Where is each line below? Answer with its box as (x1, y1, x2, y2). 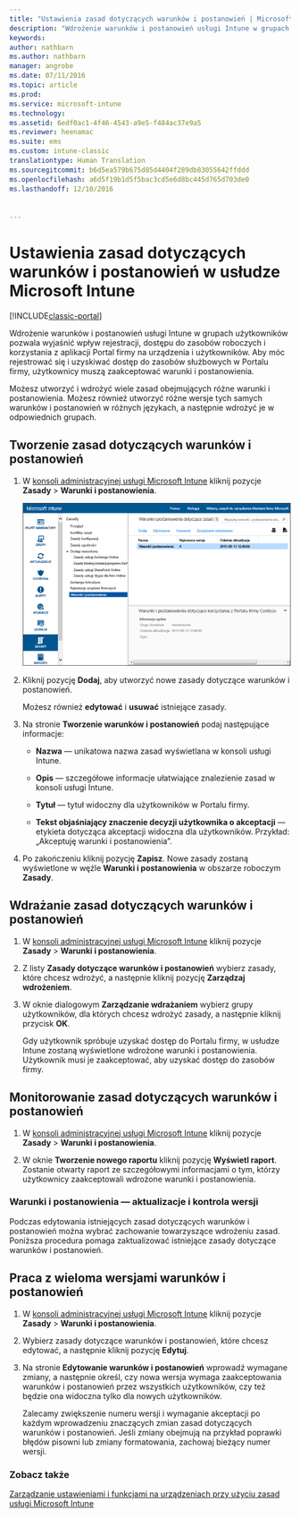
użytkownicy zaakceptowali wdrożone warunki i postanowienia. (21, 1173, 256, 1184)
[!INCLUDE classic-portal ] (9, 311, 103, 321)
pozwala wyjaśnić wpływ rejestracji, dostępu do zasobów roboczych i (9, 337, 266, 348)
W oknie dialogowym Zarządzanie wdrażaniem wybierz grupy (21, 999, 254, 1010)
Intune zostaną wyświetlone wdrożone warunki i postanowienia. (21, 1045, 258, 1055)
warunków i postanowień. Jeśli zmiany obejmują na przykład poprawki (21, 1427, 282, 1437)
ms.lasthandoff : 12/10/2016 (9, 184, 114, 193)
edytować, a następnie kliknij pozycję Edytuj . (21, 1344, 189, 1355)
